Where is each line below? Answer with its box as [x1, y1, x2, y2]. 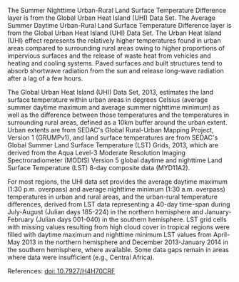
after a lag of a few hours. [7, 74, 83, 83]
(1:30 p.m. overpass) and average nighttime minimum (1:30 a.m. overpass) [7, 185, 226, 193]
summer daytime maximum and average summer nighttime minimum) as [7, 103, 220, 111]
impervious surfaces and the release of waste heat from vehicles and [7, 51, 211, 60]
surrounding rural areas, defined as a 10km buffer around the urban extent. [7, 118, 228, 127]
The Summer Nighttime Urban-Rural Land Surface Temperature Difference [7, 6, 227, 14]
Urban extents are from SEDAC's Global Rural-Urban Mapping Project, [7, 126, 214, 134]
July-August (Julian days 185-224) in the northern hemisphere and [7, 208, 203, 216]
